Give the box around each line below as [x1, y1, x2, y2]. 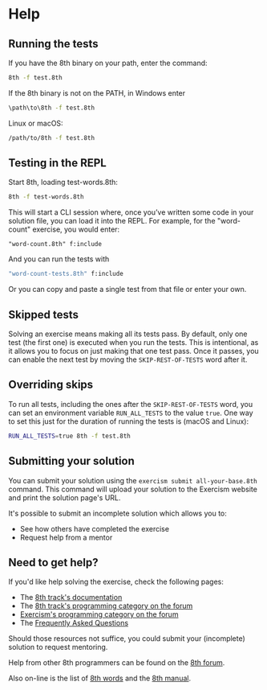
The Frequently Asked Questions [19, 618, 129, 628]
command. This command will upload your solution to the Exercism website [8, 484, 258, 494]
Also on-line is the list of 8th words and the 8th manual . [8, 673, 191, 684]
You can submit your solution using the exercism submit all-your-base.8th [8, 475, 258, 485]
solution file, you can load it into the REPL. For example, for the [8, 216, 216, 226]
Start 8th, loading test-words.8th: [8, 178, 119, 187]
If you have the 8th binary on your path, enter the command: [8, 58, 208, 68]
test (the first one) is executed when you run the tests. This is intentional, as [8, 338, 259, 347]
